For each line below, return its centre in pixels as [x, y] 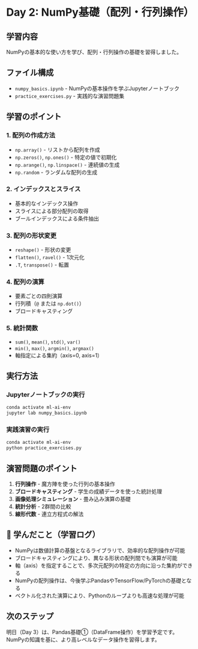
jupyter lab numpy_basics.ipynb [46, 413]
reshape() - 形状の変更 [43, 250]
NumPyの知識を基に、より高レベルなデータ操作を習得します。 [83, 639]
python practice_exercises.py [44, 448]
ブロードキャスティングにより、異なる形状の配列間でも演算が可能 [96, 558]
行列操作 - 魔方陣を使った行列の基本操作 [65, 484]
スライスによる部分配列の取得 [52, 211]
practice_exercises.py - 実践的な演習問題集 [70, 96]
